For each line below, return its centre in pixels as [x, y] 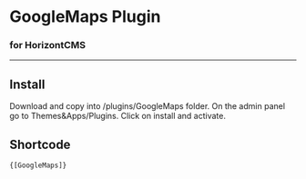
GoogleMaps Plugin [85, 17]
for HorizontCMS [48, 45]
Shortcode [40, 144]
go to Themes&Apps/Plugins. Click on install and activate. [117, 116]
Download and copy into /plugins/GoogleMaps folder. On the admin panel [147, 106]
